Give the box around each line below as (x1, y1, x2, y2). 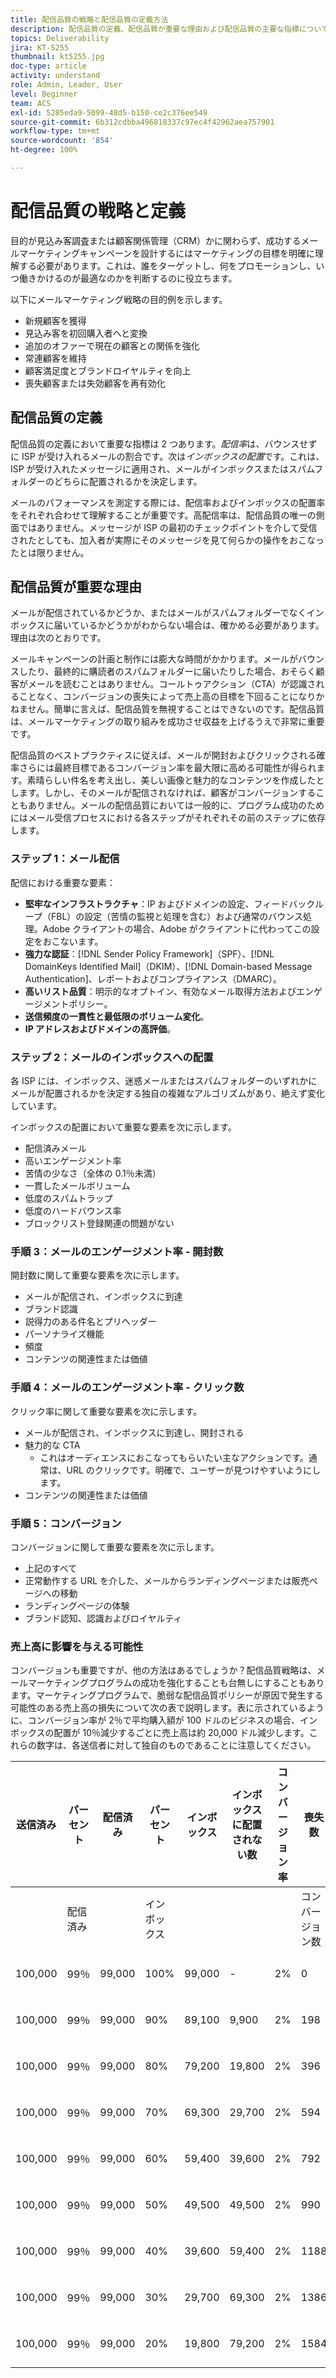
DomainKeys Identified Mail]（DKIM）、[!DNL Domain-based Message (24, 960, 313, 972)
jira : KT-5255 (10, 42, 70, 53)
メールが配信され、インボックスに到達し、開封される (24, 1426, 245, 1438)
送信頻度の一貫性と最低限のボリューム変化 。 (24, 1010, 210, 1022)
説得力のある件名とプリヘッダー (24, 1316, 157, 1328)
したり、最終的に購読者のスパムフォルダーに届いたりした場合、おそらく (18, 666, 317, 678)
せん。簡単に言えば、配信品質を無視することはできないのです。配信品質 (27, 703, 325, 715)
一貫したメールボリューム (24, 1180, 131, 1192)
